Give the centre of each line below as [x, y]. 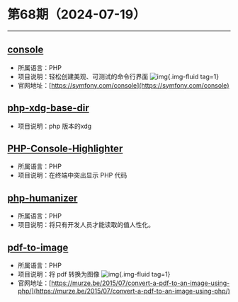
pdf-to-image [38, 247]
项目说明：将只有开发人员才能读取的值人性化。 [86, 225]
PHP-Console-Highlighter [65, 148]
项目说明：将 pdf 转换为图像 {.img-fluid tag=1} [94, 274]
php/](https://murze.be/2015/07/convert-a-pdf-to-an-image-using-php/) [124, 291]
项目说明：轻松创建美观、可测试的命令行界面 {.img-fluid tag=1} [118, 76]
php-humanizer [42, 198]
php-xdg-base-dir [49, 108]
